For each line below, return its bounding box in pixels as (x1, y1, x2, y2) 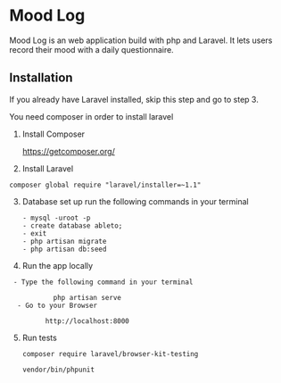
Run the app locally (21, 260, 94, 271)
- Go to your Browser (17, 301, 98, 310)
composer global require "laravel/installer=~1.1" (9, 180, 202, 189)
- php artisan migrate (21, 237, 107, 246)
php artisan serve (53, 293, 122, 302)
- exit (21, 229, 47, 237)
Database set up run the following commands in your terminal (21, 196, 249, 206)
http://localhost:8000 (45, 316, 129, 326)
